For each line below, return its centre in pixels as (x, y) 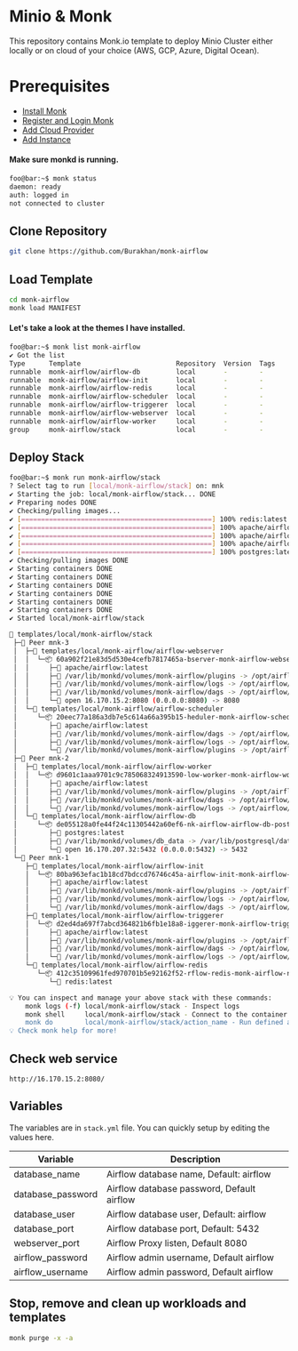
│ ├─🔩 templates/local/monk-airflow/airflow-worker (113, 767)
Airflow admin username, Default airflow (190, 1258)
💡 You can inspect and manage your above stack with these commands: (141, 998)
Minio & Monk (61, 16)
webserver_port (47, 1242)
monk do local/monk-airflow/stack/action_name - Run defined (154, 1023)
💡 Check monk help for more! (63, 1031)
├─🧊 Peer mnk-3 (41, 643)
